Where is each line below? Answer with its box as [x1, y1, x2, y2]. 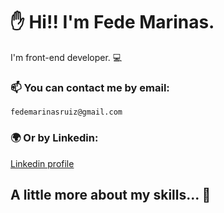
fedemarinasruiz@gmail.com [10, 107, 123, 118]
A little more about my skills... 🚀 [10, 186, 212, 203]
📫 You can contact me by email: [10, 80, 170, 94]
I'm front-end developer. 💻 [10, 51, 123, 63]
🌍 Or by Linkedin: [10, 131, 99, 145]
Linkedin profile [10, 157, 75, 169]
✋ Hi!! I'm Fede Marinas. [10, 11, 215, 34]
